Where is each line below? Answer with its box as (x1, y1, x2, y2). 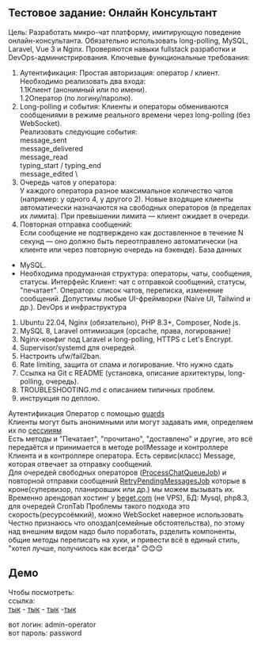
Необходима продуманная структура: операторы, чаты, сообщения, (19, 269, 252, 278)
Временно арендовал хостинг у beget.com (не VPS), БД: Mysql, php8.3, (8, 493, 249, 502)
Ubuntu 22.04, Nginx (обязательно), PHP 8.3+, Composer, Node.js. (19, 317, 241, 327)
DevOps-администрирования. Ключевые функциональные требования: (8, 52, 251, 62)
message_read (19, 152, 69, 162)
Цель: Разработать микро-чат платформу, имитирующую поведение (8, 27, 241, 36)
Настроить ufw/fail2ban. (19, 351, 101, 361)
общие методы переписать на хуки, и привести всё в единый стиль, (8, 535, 240, 544)
